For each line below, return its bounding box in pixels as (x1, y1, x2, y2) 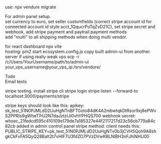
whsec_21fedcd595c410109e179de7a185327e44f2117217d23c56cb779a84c (5, 118, 156, 124)
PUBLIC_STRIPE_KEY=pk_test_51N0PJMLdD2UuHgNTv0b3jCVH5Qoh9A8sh (5, 128, 157, 134)
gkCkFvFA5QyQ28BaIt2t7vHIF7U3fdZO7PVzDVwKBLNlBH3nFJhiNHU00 (5, 133, 149, 139)
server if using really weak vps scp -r (5, 54, 80, 60)
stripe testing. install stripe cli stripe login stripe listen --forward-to (5, 88, 138, 94)
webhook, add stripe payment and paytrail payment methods (5, 29, 127, 34)
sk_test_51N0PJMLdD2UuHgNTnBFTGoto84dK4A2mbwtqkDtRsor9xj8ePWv (5, 108, 157, 113)
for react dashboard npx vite (5, 44, 62, 49)
